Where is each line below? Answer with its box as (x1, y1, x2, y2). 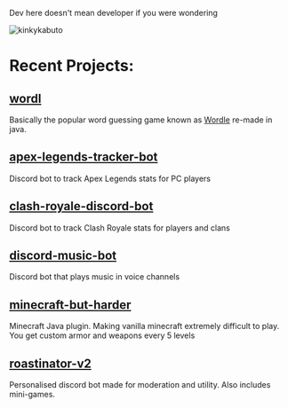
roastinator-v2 (9, 356, 92, 371)
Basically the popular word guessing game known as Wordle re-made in (9, 114, 273, 125)
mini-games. (9, 389, 56, 400)
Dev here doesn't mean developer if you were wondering (9, 8, 218, 18)
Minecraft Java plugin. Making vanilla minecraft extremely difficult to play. (9, 321, 280, 332)
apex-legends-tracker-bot (9, 150, 158, 165)
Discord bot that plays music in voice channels (9, 271, 180, 282)
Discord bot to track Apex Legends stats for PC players (9, 173, 212, 184)
